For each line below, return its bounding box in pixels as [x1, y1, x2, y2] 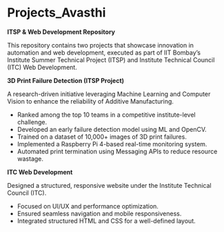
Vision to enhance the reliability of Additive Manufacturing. [7, 97, 174, 105]
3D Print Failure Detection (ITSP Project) [7, 76, 125, 84]
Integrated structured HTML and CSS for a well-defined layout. [17, 216, 196, 225]
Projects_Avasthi [7, 5, 106, 21]
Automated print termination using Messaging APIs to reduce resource [17, 147, 218, 155]
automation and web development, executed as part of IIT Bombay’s [7, 48, 201, 57]
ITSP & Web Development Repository [7, 28, 116, 36]
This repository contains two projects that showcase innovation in [7, 41, 194, 49]
